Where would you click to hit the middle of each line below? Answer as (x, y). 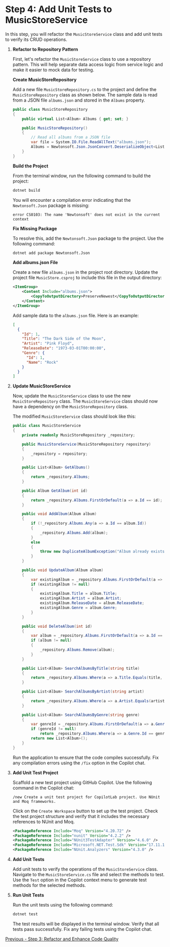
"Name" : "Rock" (42, 362)
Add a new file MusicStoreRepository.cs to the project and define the (84, 89)
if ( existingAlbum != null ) (60, 584)
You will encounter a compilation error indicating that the (72, 200)
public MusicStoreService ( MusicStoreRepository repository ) (87, 444)
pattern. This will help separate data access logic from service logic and (88, 64)
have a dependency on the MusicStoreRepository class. (70, 407)
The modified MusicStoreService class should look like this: (74, 416)
